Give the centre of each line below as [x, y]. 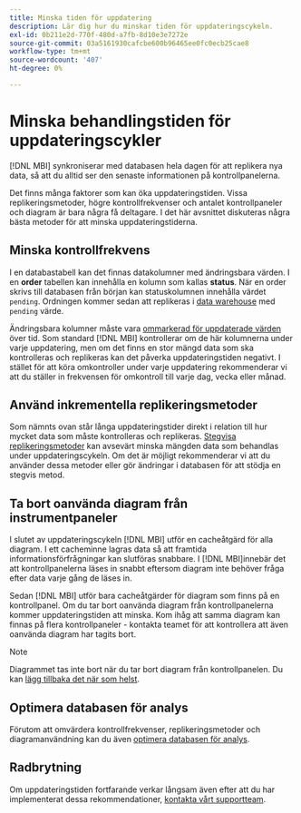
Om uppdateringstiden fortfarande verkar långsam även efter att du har [142, 789]
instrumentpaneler [63, 518]
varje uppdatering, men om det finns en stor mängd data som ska [131, 348]
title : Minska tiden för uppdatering [81, 18]
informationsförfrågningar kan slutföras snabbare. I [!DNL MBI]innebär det [148, 559]
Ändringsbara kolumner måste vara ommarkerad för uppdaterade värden [146, 328]
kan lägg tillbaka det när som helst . [75, 679]
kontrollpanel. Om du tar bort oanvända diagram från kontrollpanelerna [141, 605]
